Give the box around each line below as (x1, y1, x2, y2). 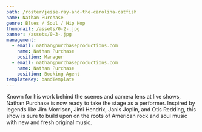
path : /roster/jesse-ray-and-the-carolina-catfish (6, 8, 137, 15)
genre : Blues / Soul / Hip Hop (6, 20, 86, 26)
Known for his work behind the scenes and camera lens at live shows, (6, 93, 181, 101)
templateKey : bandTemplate (6, 76, 75, 82)
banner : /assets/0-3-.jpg (6, 31, 72, 38)
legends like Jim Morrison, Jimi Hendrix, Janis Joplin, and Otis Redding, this (6, 106, 196, 113)
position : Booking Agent (17, 71, 80, 77)
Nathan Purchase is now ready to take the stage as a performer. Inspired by (6, 99, 195, 107)
